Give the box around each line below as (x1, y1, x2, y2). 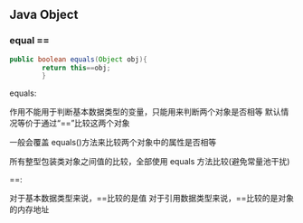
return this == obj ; (42, 63, 111, 72)
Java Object (9, 7, 79, 23)
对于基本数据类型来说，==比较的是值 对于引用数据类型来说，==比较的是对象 (9, 193, 294, 204)
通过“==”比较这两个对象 (40, 117, 130, 129)
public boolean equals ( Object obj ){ (9, 54, 147, 64)
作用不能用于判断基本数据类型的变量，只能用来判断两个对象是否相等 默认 (9, 107, 281, 117)
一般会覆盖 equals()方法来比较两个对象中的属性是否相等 (9, 137, 217, 148)
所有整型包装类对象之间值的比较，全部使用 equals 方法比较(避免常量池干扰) (9, 156, 290, 167)
